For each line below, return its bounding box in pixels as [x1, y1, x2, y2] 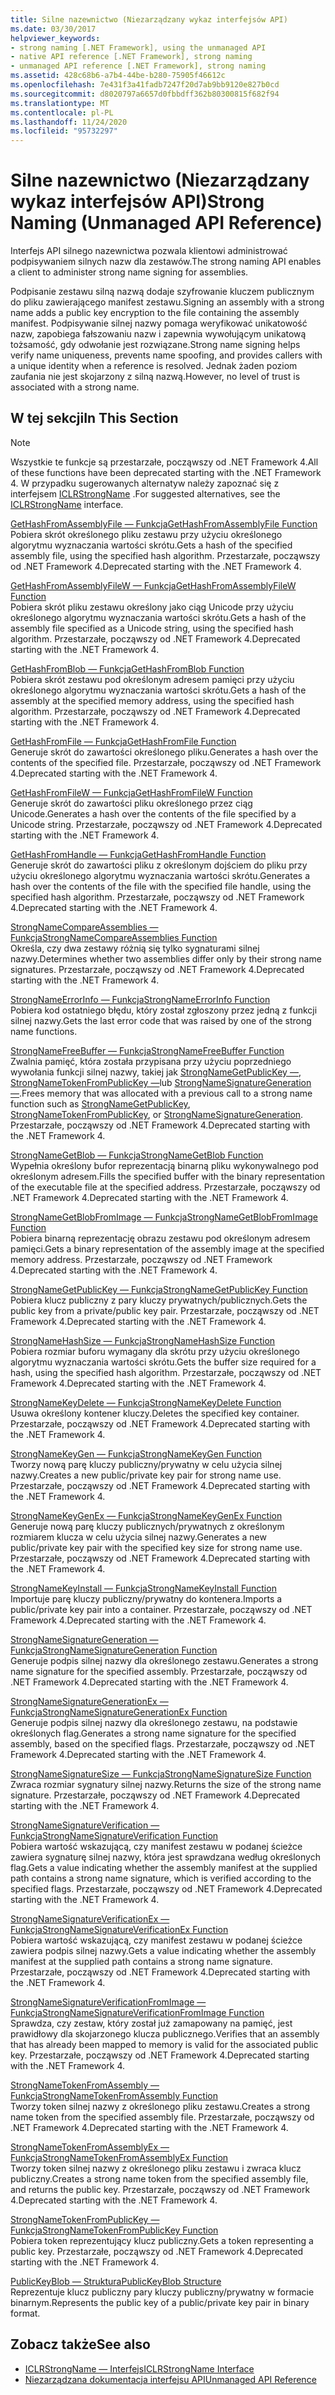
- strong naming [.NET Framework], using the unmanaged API [10, 42, 267, 53]
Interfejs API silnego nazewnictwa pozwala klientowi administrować [10, 245, 288, 257]
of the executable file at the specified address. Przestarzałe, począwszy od [10, 1181, 321, 1193]
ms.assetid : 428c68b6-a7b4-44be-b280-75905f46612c [10, 71, 226, 81]
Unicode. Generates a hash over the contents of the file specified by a [10, 807, 297, 820]
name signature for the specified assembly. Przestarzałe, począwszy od [10, 1665, 308, 1677]
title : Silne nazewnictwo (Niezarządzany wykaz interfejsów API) [10, 14, 288, 25]
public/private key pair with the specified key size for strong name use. [10, 1541, 303, 1553]
